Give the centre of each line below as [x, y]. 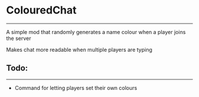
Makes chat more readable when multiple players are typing [79, 49]
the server [19, 38]
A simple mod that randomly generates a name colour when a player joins [96, 32]
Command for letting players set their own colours [76, 88]
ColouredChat [41, 10]
